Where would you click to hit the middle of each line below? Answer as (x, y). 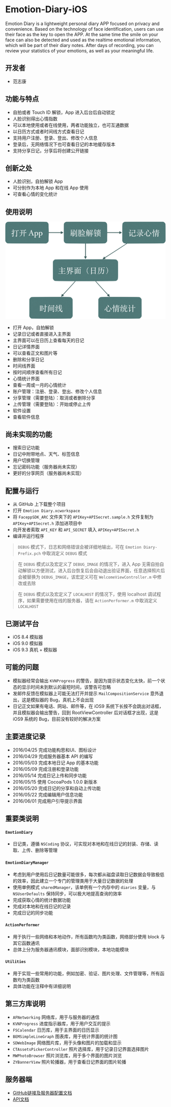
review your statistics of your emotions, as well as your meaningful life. (80, 51)
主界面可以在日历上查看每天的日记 (48, 340)
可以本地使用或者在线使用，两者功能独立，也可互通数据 (70, 125)
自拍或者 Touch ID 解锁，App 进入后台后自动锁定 (64, 112)
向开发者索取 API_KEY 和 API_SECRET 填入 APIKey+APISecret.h (76, 530)
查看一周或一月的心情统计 (39, 385)
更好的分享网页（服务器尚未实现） (48, 473)
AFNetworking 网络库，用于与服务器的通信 (56, 1017)
